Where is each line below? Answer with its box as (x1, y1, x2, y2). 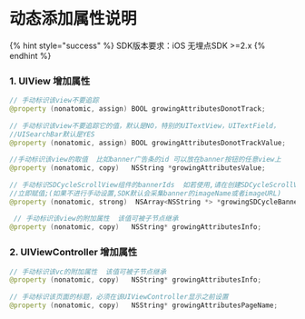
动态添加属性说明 (9, 8, 138, 29)
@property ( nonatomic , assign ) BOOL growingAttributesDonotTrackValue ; (9, 138, 286, 147)
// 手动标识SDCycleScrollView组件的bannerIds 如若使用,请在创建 (9, 180, 241, 189)
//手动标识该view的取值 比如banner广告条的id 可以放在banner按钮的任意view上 (9, 155, 281, 164)
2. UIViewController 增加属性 (9, 246, 138, 259)
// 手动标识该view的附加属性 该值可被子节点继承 (13, 214, 179, 224)
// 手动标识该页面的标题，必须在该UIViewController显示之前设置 (9, 293, 229, 302)
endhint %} (9, 50, 52, 61)
